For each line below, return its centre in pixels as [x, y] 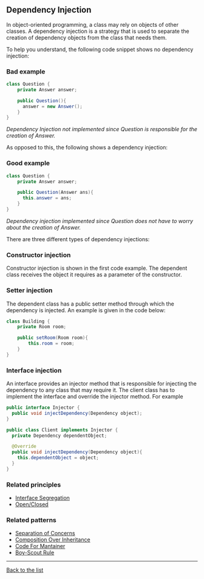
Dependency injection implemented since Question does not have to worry [100, 221]
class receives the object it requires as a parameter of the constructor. [94, 275]
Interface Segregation [42, 498]
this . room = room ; [51, 344]
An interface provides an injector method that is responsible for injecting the [102, 384]
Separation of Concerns [45, 533]
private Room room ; [42, 327]
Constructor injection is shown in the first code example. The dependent [97, 268]
